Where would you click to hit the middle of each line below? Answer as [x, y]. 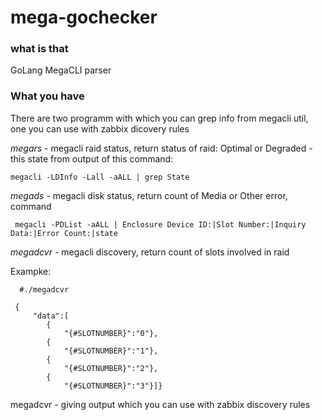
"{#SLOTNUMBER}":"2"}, [111, 368]
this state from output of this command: [92, 158]
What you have [47, 96]
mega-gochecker [84, 17]
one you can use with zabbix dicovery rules [100, 128]
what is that [39, 49]
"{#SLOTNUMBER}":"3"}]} [113, 386]
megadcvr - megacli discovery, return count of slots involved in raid [150, 252]
